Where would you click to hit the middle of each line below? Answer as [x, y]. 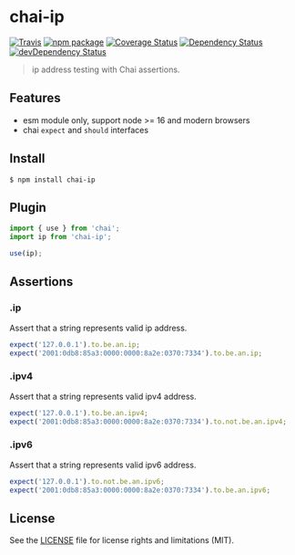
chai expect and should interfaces [85, 130]
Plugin [28, 207]
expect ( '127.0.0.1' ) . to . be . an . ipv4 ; [79, 413]
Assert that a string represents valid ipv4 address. [103, 396]
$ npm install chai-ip [52, 180]
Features [35, 98]
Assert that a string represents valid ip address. [98, 328]
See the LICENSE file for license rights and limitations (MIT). [122, 540]
